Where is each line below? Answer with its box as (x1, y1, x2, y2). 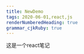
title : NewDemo (6, 8, 44, 15)
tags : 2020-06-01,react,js (6, 14, 73, 20)
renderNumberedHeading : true (6, 19, 78, 25)
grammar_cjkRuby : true (6, 25, 62, 31)
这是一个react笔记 (6, 42, 50, 49)
